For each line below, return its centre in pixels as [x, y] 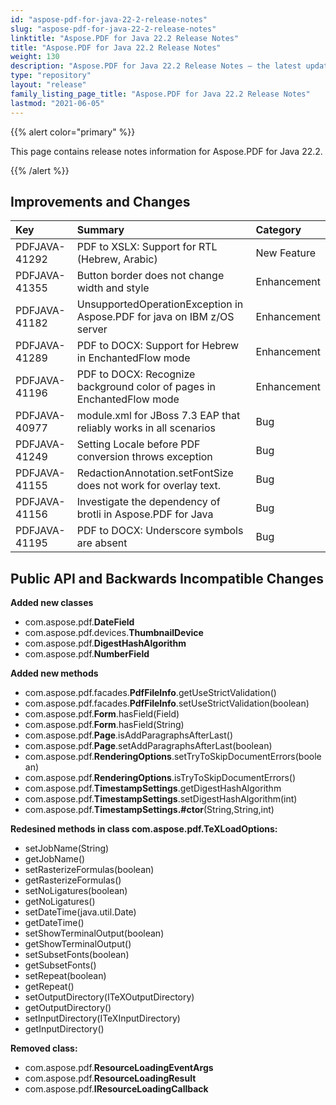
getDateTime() [54, 923]
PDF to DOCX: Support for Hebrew [158, 346]
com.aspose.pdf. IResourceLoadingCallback [116, 1089]
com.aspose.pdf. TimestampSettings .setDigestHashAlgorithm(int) [161, 799]
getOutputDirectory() [68, 1008]
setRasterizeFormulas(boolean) [89, 870]
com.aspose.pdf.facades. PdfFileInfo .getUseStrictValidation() [150, 693]
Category [278, 230]
